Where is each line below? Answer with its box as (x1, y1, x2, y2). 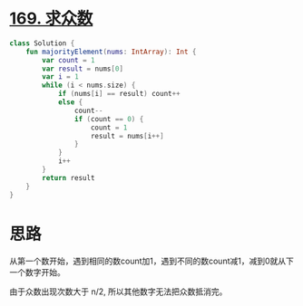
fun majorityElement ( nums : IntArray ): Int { (25, 47, 197, 56)
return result (42, 173, 95, 182)
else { (57, 98, 83, 107)
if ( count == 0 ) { (73, 114, 144, 123)
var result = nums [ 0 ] (42, 64, 124, 73)
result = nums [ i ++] (90, 131, 165, 140)
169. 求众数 (9, 8, 93, 29)
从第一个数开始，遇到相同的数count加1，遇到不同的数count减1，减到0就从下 (9, 255, 295, 266)
